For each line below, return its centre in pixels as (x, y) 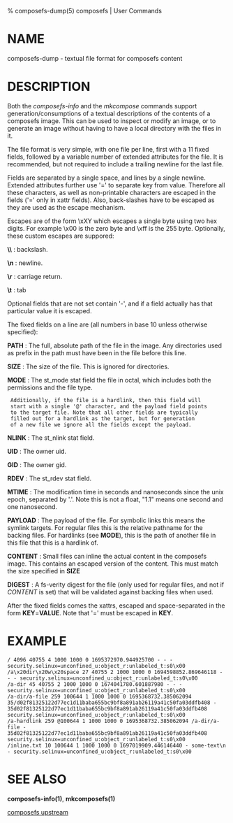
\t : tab (17, 289)
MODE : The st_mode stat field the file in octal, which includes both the (109, 380)
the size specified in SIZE (44, 571)
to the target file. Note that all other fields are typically (104, 413)
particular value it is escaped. (50, 310)
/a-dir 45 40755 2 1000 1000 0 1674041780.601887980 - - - (95, 684)
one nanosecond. (32, 506)
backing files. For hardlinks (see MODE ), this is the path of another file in (112, 535)
